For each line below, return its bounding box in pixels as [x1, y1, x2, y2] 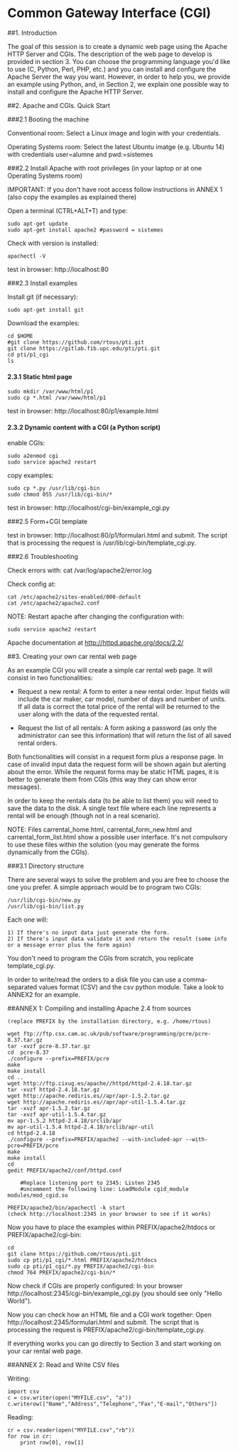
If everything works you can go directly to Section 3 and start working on [7, 1339, 222, 1348]
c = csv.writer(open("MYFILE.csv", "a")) [7, 1394, 132, 1402]
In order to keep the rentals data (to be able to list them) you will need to [7, 797, 219, 805]
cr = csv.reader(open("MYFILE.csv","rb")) [7, 1427, 135, 1434]
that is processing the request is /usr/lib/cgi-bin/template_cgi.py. [7, 538, 197, 548]
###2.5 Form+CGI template [7, 517, 88, 526]
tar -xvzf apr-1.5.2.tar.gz [7, 1105, 91, 1112]
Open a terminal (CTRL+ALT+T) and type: [7, 206, 128, 214]
